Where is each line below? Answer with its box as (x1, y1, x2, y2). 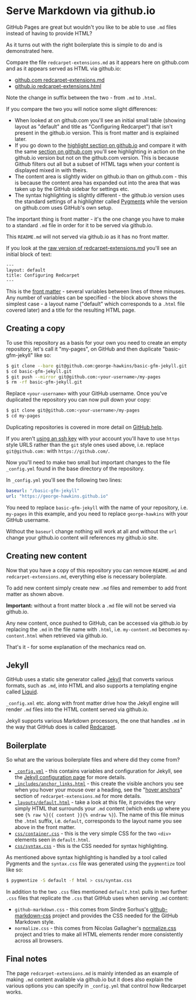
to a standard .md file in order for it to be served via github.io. (6, 221, 153, 228)
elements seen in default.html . (14, 836, 91, 843)
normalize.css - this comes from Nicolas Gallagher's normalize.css (14, 925, 177, 932)
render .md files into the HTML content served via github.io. (6, 706, 149, 713)
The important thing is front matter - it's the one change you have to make (6, 216, 185, 223)
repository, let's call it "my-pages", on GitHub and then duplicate (6, 345, 162, 352)
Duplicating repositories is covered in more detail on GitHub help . (6, 424, 163, 430)
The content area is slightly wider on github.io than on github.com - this (14, 173, 187, 180)
